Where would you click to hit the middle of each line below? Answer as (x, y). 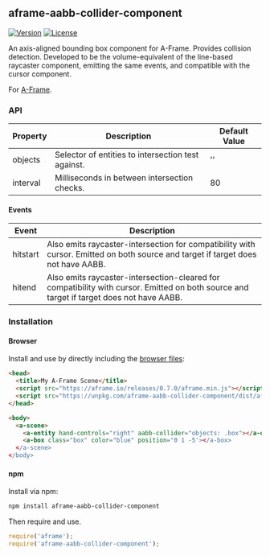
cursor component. (40, 74)
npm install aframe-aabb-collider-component (84, 506)
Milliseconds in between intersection (124, 178)
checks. (70, 188)
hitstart (26, 254)
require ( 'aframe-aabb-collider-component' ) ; (84, 544)
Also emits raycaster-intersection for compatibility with (151, 245)
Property (30, 136)
